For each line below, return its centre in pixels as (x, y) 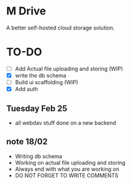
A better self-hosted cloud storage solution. (60, 28)
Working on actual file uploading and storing (70, 162)
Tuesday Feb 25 (37, 109)
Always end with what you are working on (67, 169)
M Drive (26, 11)
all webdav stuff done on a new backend (65, 123)
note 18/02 (27, 142)
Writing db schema (38, 156)
